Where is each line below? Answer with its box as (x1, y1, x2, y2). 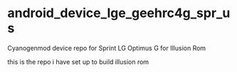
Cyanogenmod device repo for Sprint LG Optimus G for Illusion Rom (7, 43, 206, 52)
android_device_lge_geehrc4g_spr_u (7, 5, 231, 21)
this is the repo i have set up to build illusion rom (7, 57, 149, 66)
